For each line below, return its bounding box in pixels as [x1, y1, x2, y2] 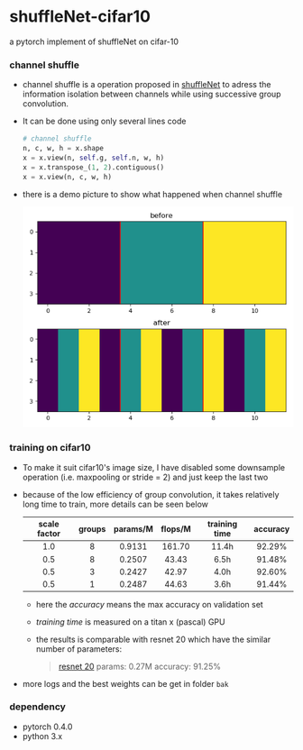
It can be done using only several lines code [22, 115, 187, 127]
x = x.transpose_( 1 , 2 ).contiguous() [22, 162, 165, 172]
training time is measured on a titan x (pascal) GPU [35, 616, 225, 627]
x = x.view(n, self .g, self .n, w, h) [22, 153, 165, 162]
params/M [113, 523, 153, 534]
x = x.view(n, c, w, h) [22, 172, 113, 181]
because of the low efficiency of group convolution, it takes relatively [22, 489, 280, 499]
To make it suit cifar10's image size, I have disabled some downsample [22, 462, 286, 472]
